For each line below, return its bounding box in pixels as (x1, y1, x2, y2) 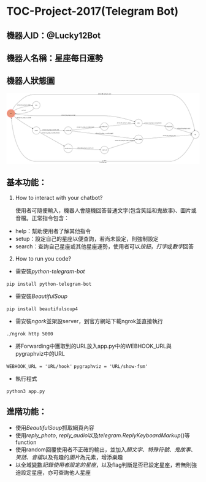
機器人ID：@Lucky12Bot (6, 30, 101, 40)
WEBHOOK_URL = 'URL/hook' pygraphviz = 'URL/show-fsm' (6, 363, 148, 369)
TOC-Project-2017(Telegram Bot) (6, 4, 179, 18)
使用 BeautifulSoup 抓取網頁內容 (15, 424, 95, 431)
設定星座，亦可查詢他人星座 (20, 469, 91, 476)
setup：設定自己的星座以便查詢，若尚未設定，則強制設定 (15, 235, 159, 242)
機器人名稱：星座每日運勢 (6, 53, 103, 63)
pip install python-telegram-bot (6, 281, 92, 287)
